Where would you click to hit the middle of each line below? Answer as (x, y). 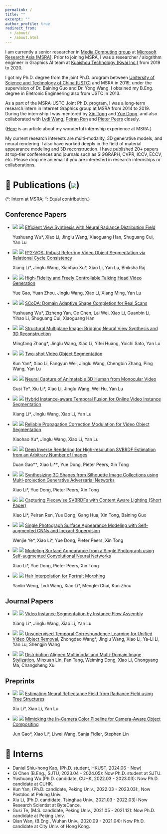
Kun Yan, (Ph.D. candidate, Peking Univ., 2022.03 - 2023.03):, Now (81, 789)
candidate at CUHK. (33, 784)
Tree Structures (28, 699)
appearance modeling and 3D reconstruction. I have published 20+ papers (82, 149)
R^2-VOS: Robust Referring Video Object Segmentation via (85, 252)
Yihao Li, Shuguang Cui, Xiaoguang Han (53, 318)
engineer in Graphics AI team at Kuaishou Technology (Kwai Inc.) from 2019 (83, 62)
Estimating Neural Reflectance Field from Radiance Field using (89, 694)
